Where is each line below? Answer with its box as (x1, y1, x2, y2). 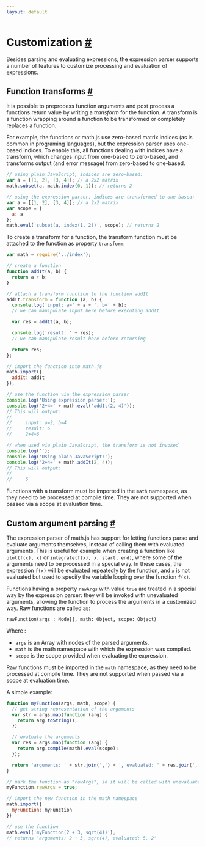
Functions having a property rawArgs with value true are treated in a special (6, 585, 196, 592)
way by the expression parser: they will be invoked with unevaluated (6, 591, 178, 599)
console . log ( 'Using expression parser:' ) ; (6, 397, 116, 403)
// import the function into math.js (6, 363, 103, 370)
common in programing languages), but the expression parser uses (6, 140, 176, 147)
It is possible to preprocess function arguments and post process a (6, 102, 175, 110)
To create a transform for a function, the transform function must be (6, 233, 178, 241)
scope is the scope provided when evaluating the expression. (15, 651, 168, 659)
